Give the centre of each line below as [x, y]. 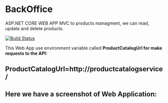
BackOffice [29, 9]
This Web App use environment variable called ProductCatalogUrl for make [84, 48]
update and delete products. [35, 28]
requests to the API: [26, 53]
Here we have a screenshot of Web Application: [81, 94]
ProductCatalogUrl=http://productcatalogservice [84, 69]
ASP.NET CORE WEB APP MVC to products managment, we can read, [77, 23]
